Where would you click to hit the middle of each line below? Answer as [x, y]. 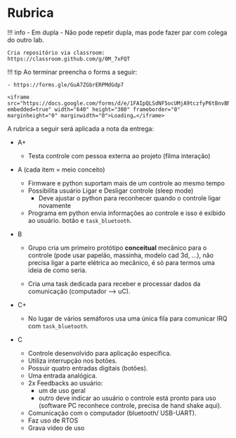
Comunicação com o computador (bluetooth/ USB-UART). [112, 413]
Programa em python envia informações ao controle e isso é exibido [127, 213]
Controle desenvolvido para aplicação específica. [100, 353]
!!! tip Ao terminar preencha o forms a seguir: [72, 72]
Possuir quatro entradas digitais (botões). [88, 368]
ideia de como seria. [57, 270]
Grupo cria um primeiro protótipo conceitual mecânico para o [117, 247]
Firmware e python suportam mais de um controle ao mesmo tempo [126, 183]
